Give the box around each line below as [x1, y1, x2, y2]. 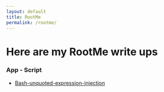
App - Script [6, 66, 43, 74]
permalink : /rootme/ [6, 19, 57, 25]
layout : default [6, 8, 46, 15]
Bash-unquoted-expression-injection [14, 79, 105, 86]
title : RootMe [6, 14, 41, 20]
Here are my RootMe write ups [6, 45, 158, 58]
